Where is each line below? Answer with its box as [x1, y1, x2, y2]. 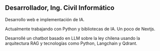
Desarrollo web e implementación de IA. [5, 16, 85, 22]
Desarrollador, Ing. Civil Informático [5, 4, 115, 12]
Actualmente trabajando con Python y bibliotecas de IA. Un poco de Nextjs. [5, 26, 156, 32]
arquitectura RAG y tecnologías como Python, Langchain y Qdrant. [5, 40, 138, 46]
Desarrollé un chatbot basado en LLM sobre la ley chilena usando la [5, 35, 140, 41]
